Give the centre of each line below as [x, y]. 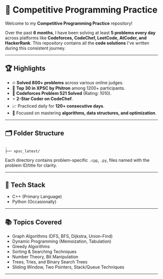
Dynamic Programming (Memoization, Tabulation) [62, 241]
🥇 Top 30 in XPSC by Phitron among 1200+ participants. [68, 88]
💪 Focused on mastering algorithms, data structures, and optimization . [84, 113]
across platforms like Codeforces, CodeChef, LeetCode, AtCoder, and [76, 38]
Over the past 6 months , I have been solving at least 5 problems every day [80, 32]
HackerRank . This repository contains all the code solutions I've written [77, 43]
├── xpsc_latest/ [23, 151]
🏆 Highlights [25, 69]
